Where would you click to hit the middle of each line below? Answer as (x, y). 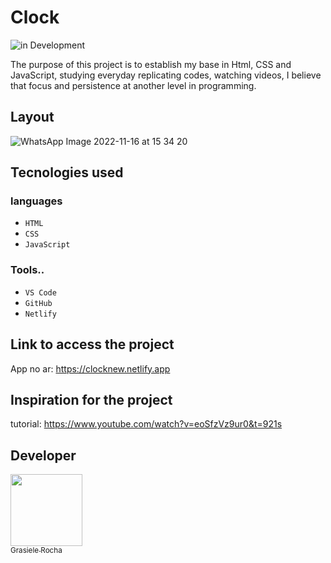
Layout (32, 117)
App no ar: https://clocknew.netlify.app (90, 368)
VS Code (40, 292)
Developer (43, 455)
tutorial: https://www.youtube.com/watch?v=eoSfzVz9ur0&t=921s (146, 424)
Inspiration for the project (91, 399)
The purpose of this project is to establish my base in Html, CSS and (151, 64)
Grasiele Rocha (36, 551)
